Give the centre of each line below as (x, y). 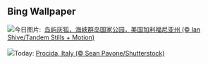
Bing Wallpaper (42, 12)
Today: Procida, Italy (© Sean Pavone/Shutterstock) (90, 53)
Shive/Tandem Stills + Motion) (51, 37)
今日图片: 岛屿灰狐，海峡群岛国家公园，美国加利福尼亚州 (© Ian (108, 29)
